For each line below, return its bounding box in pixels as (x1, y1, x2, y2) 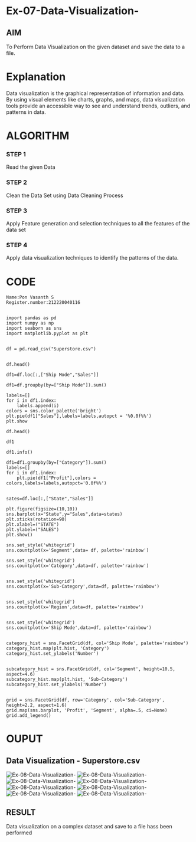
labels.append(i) (17, 403, 60, 409)
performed (6, 829, 32, 836)
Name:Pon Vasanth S (6, 294, 54, 300)
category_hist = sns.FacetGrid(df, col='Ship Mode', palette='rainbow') (6, 640, 189, 647)
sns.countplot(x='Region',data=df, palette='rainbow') (6, 604, 144, 610)
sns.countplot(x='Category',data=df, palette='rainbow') (6, 563, 149, 569)
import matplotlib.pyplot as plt (6, 330, 89, 337)
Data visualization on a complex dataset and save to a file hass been (6, 823, 172, 830)
